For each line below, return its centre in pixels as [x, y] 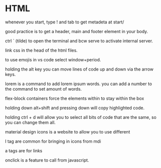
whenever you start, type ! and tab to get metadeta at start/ [65, 22]
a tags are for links [24, 150]
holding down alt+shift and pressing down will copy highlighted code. [75, 108]
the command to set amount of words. [43, 89]
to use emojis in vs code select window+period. [53, 59]
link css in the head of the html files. [41, 50]
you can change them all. [30, 122]
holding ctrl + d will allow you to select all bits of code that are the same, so [81, 117]
